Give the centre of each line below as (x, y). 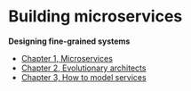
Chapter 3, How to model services (84, 77)
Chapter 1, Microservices (67, 58)
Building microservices (95, 17)
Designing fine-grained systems (69, 41)
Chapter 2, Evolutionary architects (84, 68)
